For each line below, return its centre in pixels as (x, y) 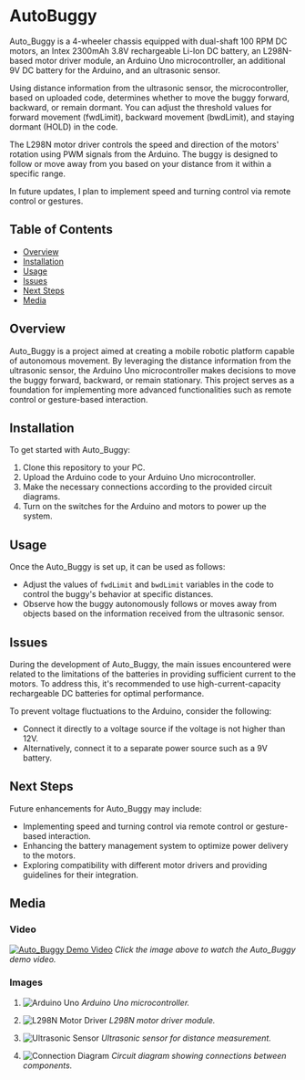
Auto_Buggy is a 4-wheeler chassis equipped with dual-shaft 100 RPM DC (148, 41)
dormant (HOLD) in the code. (64, 126)
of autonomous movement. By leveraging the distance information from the (150, 361)
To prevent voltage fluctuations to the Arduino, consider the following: (141, 711)
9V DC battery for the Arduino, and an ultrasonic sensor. (115, 70)
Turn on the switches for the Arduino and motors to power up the (144, 507)
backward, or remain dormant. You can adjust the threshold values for (141, 107)
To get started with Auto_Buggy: (70, 450)
